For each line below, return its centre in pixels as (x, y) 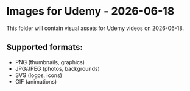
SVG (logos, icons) (39, 75)
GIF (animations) (36, 81)
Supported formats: (45, 47)
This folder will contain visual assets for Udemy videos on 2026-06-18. (95, 28)
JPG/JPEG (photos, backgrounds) (58, 68)
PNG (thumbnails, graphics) (50, 62)
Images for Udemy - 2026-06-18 (90, 11)
